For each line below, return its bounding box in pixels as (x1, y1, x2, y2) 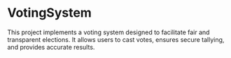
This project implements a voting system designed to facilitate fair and (7, 28, 210, 36)
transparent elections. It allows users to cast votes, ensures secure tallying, (7, 35, 225, 43)
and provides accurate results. (7, 43, 95, 51)
